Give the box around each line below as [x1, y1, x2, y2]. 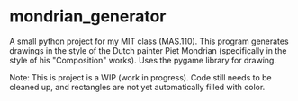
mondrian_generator [9, 6, 167, 27]
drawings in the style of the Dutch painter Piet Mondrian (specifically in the [9, 45, 287, 55]
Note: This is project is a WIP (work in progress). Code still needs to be [9, 72, 272, 82]
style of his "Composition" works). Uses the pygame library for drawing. [9, 55, 277, 65]
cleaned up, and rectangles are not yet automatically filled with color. [9, 81, 266, 92]
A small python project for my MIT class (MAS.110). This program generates [9, 36, 290, 46]
